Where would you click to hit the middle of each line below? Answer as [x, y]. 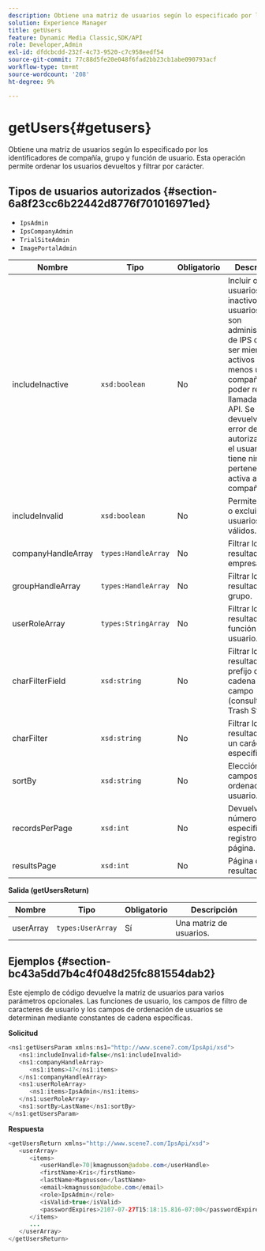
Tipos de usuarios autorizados [85, 191]
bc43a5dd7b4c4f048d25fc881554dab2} [112, 973]
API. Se [241, 410]
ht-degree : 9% [32, 81]
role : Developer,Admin [45, 45]
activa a [243, 478]
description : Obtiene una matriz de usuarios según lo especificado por [130, 15]
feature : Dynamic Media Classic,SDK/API [76, 38]
